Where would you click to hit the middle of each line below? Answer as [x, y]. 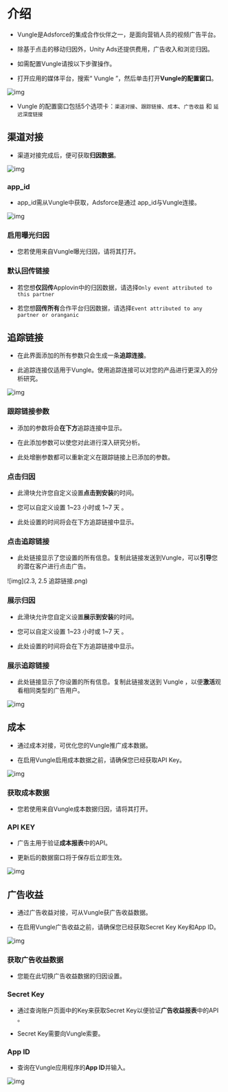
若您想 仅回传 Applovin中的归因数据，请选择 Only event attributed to [115, 287]
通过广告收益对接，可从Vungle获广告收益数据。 [84, 913]
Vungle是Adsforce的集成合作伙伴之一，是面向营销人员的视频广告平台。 [118, 34]
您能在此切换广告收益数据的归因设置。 [71, 976]
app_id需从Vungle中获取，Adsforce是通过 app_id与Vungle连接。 [109, 203]
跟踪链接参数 [28, 412]
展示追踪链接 [28, 665]
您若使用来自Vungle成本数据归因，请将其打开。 [84, 809]
